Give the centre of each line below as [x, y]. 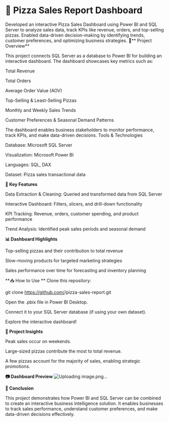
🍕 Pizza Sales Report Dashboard [74, 10]
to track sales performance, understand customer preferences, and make [81, 409]
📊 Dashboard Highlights [32, 239]
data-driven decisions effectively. [40, 414]
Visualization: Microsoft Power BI [40, 155]
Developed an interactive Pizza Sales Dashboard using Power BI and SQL [81, 24]
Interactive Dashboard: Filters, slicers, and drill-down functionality [74, 204]
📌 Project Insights [24, 331]
